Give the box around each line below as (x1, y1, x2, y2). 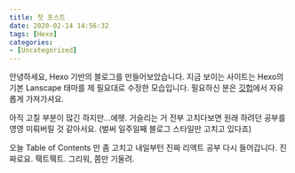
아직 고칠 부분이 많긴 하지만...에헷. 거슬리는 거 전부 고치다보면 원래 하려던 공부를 (9, 113, 286, 123)
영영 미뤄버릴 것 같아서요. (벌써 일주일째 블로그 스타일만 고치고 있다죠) (9, 123, 252, 134)
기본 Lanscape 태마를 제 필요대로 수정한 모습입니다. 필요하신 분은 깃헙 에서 (9, 83, 268, 93)
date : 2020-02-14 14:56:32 (9, 21, 109, 30)
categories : (9, 37, 53, 47)
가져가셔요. (25, 94, 65, 105)
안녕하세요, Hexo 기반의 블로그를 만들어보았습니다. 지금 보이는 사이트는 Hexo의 (9, 72, 284, 83)
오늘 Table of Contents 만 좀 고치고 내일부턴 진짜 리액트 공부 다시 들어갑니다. (9, 143, 278, 153)
